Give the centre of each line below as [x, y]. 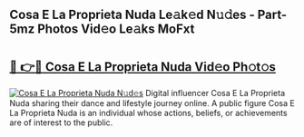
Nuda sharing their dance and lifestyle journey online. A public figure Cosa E [152, 103]
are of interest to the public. [61, 122]
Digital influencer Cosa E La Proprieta [215, 93]
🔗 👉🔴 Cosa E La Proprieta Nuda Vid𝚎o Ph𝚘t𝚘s [143, 67]
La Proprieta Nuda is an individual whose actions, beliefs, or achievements [148, 113]
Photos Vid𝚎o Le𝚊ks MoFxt [116, 29]
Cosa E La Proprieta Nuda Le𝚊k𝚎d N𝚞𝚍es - [132, 15]
